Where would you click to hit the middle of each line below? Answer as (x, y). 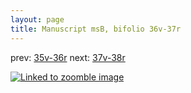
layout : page (37, 19)
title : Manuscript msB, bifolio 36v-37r (96, 29)
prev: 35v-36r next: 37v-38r (68, 57)
